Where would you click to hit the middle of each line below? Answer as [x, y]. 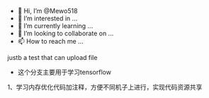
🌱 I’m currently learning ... [55, 26]
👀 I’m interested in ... [47, 18]
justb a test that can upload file [52, 57]
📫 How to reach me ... [50, 41]
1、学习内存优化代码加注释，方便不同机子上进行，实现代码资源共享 [105, 87]
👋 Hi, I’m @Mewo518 [47, 11]
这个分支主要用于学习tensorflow [64, 72]
